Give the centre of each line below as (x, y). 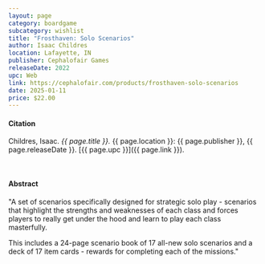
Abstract (23, 184)
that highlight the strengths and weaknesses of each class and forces (123, 210)
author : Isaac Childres (48, 46)
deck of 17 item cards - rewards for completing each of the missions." (124, 251)
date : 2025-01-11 (37, 90)
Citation (22, 123)
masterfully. (28, 227)
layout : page (30, 16)
